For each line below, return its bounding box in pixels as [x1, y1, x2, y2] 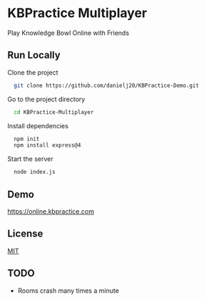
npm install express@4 [14, 142, 81, 149]
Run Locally [7, 49, 61, 61]
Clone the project [7, 68, 58, 76]
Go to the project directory [7, 95, 86, 103]
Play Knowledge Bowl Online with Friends [7, 28, 130, 37]
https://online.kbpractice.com [7, 207, 95, 215]
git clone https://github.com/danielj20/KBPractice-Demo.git [14, 82, 200, 89]
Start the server [7, 155, 53, 163]
